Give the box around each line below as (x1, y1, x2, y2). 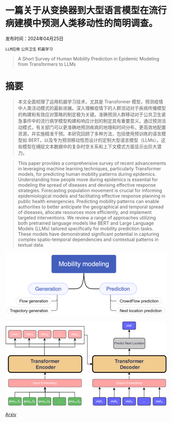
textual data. (17, 242, 45, 248)
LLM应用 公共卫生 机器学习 (5, 47, 53, 52)
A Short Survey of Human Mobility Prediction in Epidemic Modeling (17, 55, 160, 62)
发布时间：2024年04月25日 (5, 35, 64, 42)
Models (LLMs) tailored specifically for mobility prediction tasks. (17, 225, 154, 231)
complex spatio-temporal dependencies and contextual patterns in (17, 236, 159, 243)
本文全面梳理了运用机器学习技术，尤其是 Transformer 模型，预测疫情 (17, 98, 164, 105)
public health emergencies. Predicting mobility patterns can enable (17, 198, 160, 204)
